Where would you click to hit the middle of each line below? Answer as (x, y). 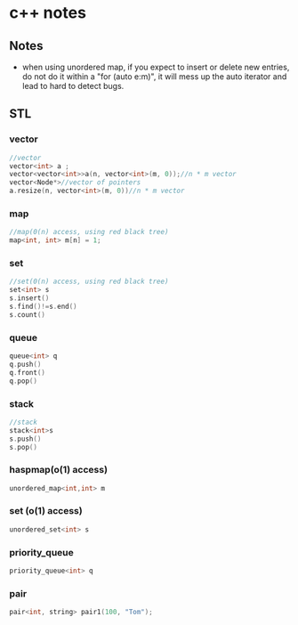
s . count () (28, 314)
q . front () (28, 372)
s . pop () (24, 447)
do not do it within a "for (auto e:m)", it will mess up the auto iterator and (154, 77)
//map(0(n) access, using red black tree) (89, 232)
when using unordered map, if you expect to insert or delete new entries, (156, 67)
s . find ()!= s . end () (43, 307)
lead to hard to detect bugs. (73, 86)
